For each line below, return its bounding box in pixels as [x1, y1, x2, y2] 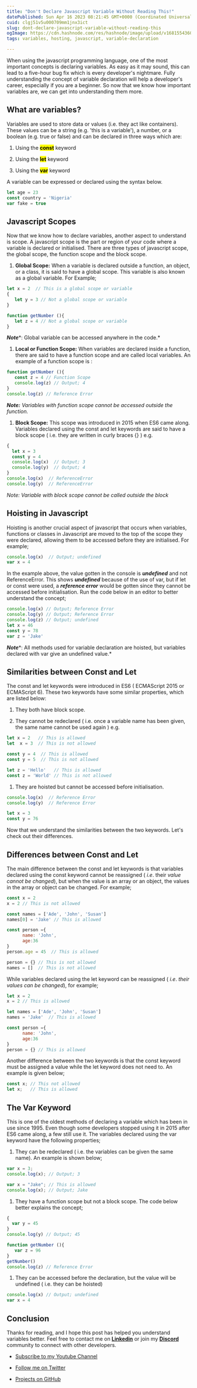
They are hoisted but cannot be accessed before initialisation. [15, 783, 164, 790]
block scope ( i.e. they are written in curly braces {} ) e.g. [15, 431, 153, 439]
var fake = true [6, 200, 46, 206]
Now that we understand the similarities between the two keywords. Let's [6, 826, 184, 834]
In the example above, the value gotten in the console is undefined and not [6, 570, 188, 577]
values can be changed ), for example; [6, 981, 99, 989]
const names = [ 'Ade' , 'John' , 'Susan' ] [6, 911, 107, 917]
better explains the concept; [15, 1204, 84, 1211]
